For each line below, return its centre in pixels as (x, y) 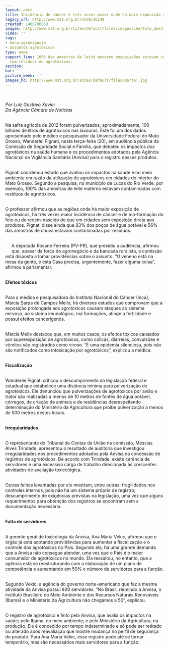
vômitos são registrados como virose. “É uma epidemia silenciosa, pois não (83, 344)
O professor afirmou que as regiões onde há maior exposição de (72, 209)
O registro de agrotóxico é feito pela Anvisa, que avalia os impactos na (78, 615)
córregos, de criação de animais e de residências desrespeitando (73, 402)
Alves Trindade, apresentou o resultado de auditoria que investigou (75, 448)
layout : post (19, 10)
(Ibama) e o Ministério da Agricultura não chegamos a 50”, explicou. (76, 600)
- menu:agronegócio (26, 43)
